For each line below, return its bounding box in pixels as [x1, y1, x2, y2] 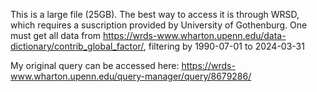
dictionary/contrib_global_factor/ [10, 40, 144, 52]
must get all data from [10, 30, 102, 41]
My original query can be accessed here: [10, 60, 180, 71]
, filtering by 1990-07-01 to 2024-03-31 [143, 40, 305, 52]
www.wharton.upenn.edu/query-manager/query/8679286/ [10, 70, 252, 82]
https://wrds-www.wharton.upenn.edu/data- [103, 30, 287, 41]
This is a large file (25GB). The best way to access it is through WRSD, [10, 9, 300, 20]
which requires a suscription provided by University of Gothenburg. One [10, 19, 308, 31]
